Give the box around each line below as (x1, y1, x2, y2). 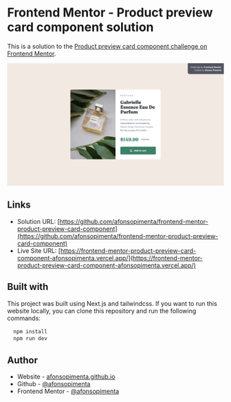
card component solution (7, 19, 154, 35)
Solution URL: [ (16, 217, 60, 225)
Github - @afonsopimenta (16, 380, 91, 388)
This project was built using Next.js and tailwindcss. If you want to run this (7, 299, 218, 307)
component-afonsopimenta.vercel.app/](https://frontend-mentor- (16, 254, 203, 262)
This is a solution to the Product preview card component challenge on (7, 42, 208, 50)
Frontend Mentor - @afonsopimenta (16, 387, 120, 396)
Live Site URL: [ (16, 246, 61, 255)
